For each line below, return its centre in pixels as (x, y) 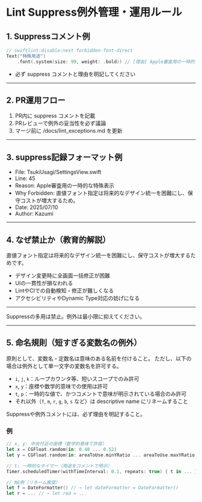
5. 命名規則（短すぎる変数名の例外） (74, 343)
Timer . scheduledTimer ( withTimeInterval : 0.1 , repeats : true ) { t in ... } (102, 471)
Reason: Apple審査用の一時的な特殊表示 (65, 186)
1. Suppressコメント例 (48, 36)
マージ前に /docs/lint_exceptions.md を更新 (69, 131)
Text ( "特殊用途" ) (26, 56)
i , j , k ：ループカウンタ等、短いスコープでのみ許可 (77, 378)
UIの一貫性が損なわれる (44, 283)
